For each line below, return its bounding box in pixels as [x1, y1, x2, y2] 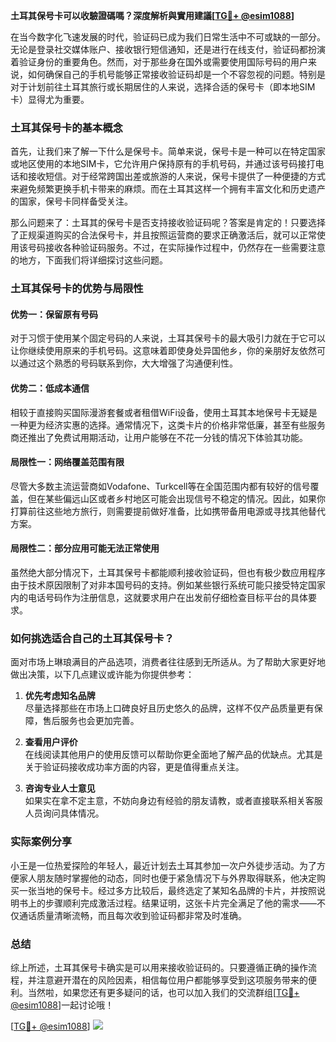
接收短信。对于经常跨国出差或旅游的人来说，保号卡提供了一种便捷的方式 [27, 170, 326, 183]
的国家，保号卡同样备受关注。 [10, 195, 133, 208]
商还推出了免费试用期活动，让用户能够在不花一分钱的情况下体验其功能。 [10, 431, 308, 443]
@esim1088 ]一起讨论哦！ [10, 999, 115, 1011]
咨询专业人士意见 [24, 782, 96, 794]
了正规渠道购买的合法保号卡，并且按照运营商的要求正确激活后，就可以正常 [10, 229, 317, 241]
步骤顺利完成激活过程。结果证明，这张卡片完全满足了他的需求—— [44, 897, 317, 909]
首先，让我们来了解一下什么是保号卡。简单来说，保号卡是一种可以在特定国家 [10, 145, 326, 158]
